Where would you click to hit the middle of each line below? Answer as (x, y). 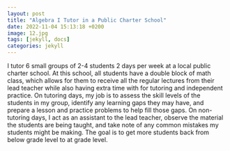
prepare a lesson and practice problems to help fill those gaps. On (102, 110)
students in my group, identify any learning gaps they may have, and (106, 103)
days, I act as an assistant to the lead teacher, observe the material (127, 118)
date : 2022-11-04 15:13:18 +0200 (56, 26)
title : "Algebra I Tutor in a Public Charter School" (87, 20)
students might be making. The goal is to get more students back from (108, 132)
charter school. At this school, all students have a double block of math (109, 73)
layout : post (26, 14)
